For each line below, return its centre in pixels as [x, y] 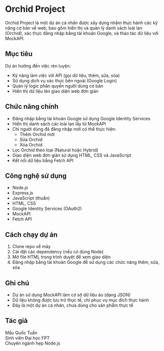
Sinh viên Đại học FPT [27, 338]
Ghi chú [17, 283]
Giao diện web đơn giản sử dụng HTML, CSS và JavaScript [72, 155]
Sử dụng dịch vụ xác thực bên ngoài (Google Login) [64, 80]
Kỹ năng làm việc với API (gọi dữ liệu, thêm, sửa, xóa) [66, 75]
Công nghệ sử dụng [36, 176]
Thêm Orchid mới [37, 134]
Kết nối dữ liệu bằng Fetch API [43, 160]
